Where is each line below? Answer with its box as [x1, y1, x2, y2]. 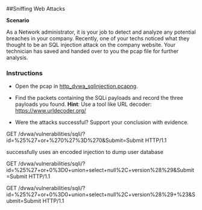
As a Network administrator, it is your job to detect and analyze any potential [6, 28, 196, 36]
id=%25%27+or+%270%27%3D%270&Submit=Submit [6, 137, 144, 144]
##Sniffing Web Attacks [6, 5, 65, 12]
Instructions [6, 69, 43, 77]
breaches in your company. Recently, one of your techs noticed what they [6, 35, 190, 42]
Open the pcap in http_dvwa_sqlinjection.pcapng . [14, 82, 138, 90]
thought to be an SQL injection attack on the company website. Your [6, 42, 176, 48]
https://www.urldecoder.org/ [14, 107, 86, 114]
